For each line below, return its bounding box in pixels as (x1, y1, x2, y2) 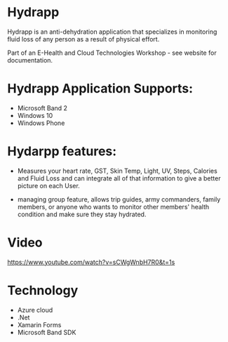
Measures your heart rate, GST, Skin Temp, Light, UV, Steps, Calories (17, 166, 217, 175)
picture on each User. (17, 181, 81, 190)
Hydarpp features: (7, 143, 117, 159)
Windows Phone (17, 119, 65, 127)
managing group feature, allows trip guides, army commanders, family (17, 195, 221, 204)
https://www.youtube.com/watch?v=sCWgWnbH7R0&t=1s (7, 258, 175, 266)
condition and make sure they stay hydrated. (17, 210, 147, 218)
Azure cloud (17, 305, 53, 314)
